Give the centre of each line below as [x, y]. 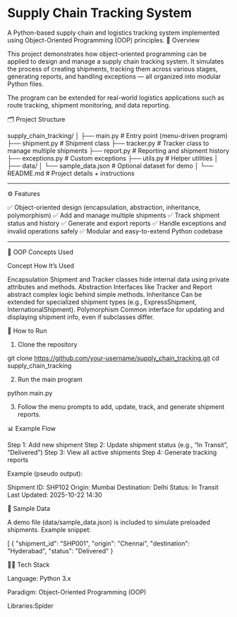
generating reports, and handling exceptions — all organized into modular [114, 76]
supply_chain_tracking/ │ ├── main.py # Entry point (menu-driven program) [117, 135]
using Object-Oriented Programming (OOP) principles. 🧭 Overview [104, 40]
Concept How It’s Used [41, 265]
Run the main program [50, 379]
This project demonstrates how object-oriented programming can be [107, 54]
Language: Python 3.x [39, 578]
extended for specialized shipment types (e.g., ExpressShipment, [102, 301]
